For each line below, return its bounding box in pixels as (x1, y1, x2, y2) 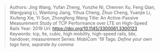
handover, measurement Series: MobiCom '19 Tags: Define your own (9, 36, 152, 42)
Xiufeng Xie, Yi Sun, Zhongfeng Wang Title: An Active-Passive (9, 15, 139, 20)
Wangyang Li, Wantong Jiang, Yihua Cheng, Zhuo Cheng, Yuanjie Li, (9, 9, 151, 15)
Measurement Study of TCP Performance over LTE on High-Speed (9, 20, 148, 26)
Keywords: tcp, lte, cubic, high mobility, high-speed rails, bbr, (9, 31, 137, 36)
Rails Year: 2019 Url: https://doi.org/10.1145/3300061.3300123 (9, 25, 137, 31)
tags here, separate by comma (9, 41, 74, 47)
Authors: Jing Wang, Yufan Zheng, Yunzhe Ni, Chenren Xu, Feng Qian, (9, 4, 155, 10)
